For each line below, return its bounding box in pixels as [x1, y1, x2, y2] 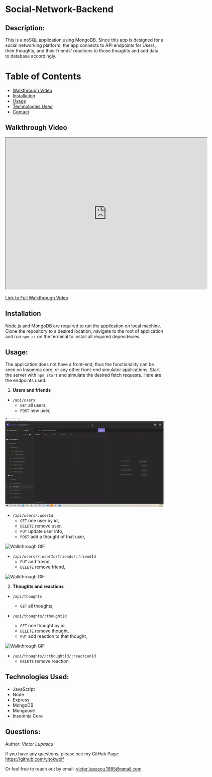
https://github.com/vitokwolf [5, 756, 64, 762]
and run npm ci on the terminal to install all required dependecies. [5, 333, 141, 339]
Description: [5, 24, 45, 32]
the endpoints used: [5, 377, 47, 384]
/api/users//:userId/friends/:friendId [12, 554, 96, 559]
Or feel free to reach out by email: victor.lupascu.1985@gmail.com [5, 765, 142, 772]
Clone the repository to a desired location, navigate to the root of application [5, 328, 163, 334]
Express [12, 697, 30, 703]
